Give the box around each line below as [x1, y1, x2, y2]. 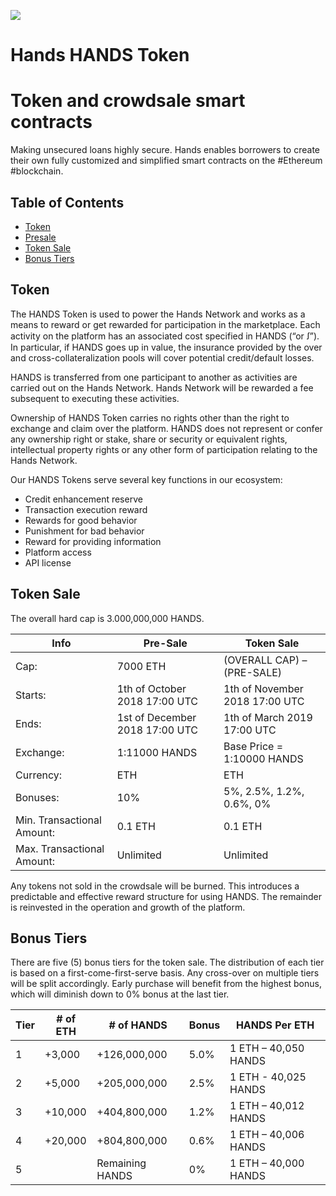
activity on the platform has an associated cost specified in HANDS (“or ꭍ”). [10, 330, 320, 342]
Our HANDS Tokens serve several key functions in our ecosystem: [10, 473, 283, 485]
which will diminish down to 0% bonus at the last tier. [10, 988, 230, 1000]
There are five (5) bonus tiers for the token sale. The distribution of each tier [10, 956, 325, 969]
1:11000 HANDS [116, 745, 198, 759]
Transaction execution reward [24, 503, 148, 515]
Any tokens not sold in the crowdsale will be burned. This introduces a [10, 880, 300, 892]
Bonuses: [15, 790, 60, 804]
